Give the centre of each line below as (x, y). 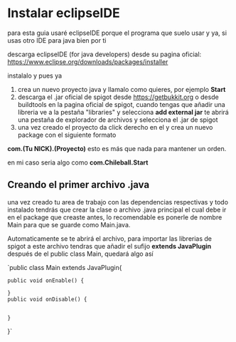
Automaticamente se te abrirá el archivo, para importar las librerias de (109, 238)
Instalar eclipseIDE (64, 13)
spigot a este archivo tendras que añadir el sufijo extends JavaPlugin (109, 246)
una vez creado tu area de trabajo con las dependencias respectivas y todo (118, 202)
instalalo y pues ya (35, 76)
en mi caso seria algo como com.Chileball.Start (78, 162)
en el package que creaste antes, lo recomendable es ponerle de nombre (115, 217)
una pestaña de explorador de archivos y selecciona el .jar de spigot (118, 120)
